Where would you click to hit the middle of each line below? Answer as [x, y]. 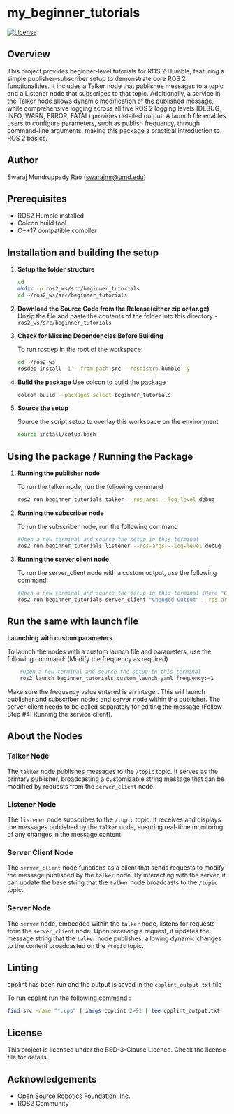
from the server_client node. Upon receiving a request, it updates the [108, 931]
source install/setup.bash [57, 435]
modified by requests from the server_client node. [81, 786]
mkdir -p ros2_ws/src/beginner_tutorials [79, 289]
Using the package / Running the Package [100, 456]
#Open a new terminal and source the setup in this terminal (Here [117, 593]
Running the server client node [63, 559]
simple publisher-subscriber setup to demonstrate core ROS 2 [97, 78]
